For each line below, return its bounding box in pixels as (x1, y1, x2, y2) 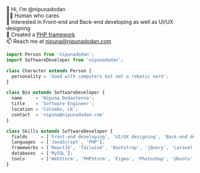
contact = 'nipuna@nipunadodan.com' (11, 112, 105, 118)
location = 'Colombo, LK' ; (11, 106, 79, 112)
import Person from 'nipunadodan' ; (6, 51, 95, 57)
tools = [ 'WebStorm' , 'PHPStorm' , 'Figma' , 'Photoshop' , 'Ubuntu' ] (11, 156, 196, 162)
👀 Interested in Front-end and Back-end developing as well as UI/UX (6, 18, 174, 25)
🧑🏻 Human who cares (6, 12, 60, 19)
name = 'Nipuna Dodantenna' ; (11, 95, 95, 101)
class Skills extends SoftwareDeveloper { (6, 128, 113, 134)
